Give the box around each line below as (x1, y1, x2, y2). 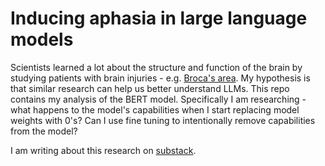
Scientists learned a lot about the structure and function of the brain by (10, 61, 303, 73)
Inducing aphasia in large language (10, 7, 308, 30)
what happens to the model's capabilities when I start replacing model (10, 103, 300, 116)
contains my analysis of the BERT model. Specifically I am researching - (10, 93, 307, 105)
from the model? (10, 125, 78, 137)
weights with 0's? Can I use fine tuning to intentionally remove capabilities (10, 114, 316, 126)
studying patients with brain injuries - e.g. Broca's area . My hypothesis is (10, 72, 311, 84)
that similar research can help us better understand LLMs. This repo (10, 82, 290, 94)
